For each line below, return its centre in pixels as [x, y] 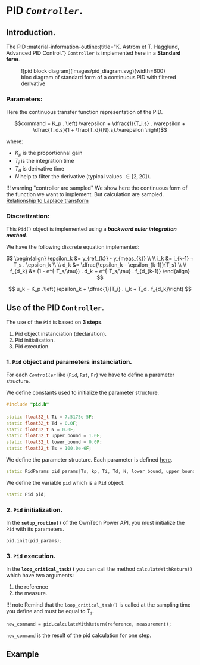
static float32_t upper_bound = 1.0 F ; [54, 436]
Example [23, 654]
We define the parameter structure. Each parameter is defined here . [89, 460]
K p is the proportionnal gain [49, 154]
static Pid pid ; [26, 494]
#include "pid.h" [28, 404]
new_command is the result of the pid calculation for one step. [79, 635]
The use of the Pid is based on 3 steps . [54, 322]
